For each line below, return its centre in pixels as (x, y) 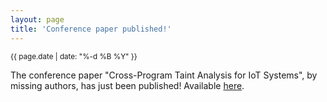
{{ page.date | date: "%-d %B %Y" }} (74, 56)
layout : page (37, 19)
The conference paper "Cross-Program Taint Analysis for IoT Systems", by (164, 75)
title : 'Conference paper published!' (91, 29)
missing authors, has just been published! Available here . (127, 85)
